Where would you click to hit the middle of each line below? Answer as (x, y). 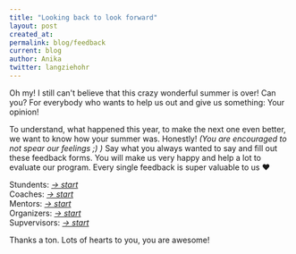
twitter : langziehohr (50, 68)
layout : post (34, 26)
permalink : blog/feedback (57, 42)
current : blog (36, 51)
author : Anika (36, 59)
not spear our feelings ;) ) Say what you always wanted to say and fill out (143, 148)
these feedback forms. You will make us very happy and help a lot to (135, 157)
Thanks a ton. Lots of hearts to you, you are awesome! (110, 240)
